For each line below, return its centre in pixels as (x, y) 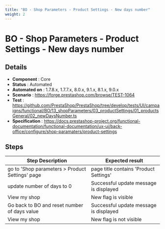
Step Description (47, 161)
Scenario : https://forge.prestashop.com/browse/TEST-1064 (73, 95)
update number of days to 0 (40, 186)
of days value (23, 211)
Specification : (27, 121)
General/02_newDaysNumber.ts (44, 116)
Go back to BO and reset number (45, 205)
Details (16, 67)
